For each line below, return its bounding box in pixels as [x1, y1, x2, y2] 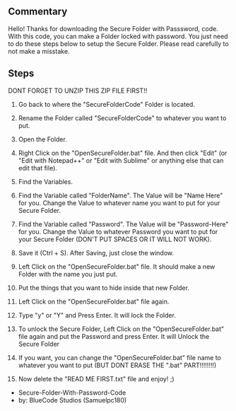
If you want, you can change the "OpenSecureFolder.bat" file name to [18, 353, 222, 361]
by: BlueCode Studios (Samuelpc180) [18, 395, 127, 404]
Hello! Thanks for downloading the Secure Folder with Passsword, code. [8, 24, 218, 33]
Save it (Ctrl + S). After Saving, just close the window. [18, 248, 175, 257]
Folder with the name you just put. [18, 270, 118, 278]
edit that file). [18, 163, 57, 172]
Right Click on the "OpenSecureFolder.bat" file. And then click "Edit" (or [18, 149, 228, 157]
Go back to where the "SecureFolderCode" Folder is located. [18, 100, 195, 108]
